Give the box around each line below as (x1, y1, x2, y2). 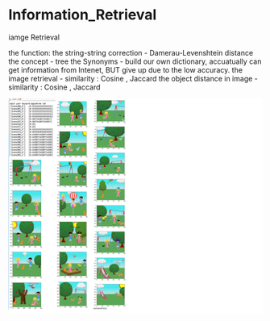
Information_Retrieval (8, 6, 157, 24)
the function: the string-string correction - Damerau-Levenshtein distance (8, 48, 254, 57)
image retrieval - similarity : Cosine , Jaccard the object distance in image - (8, 73, 258, 83)
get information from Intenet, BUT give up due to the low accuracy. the (8, 65, 243, 74)
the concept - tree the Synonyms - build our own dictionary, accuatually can (8, 56, 262, 66)
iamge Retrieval (8, 32, 60, 42)
